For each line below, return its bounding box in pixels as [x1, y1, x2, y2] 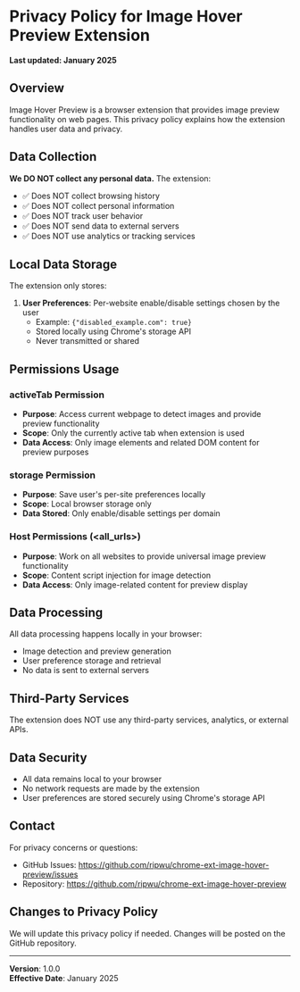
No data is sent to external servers [21, 665, 150, 676]
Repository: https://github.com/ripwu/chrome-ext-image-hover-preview [21, 878, 287, 889]
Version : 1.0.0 [9, 963, 61, 974]
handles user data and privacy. [9, 123, 123, 134]
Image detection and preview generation [21, 646, 171, 657]
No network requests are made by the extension [21, 783, 200, 794]
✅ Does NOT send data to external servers [21, 221, 180, 231]
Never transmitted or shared [35, 336, 140, 346]
